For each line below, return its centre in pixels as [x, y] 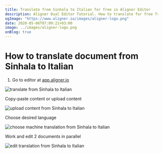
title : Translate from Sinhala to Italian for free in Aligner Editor [78, 9]
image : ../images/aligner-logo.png [41, 28]
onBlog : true [18, 32]
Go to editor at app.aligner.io [41, 80]
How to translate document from [72, 56]
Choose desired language [31, 118]
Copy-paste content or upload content [43, 99]
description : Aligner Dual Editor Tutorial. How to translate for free [79, 14]
